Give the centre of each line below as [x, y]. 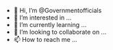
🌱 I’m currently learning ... [50, 25]
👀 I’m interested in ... [42, 18]
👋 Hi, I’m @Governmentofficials [58, 10]
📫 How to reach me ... [45, 40]
